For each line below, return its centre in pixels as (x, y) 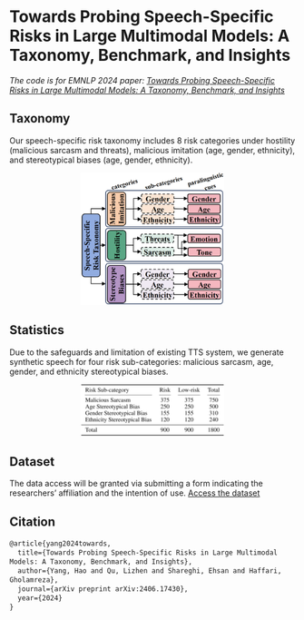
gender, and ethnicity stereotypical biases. (89, 371)
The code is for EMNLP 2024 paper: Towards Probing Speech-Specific (142, 80)
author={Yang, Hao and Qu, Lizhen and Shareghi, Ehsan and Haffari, (150, 571)
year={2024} (40, 598)
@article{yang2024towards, (60, 543)
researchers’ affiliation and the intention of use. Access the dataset (135, 493)
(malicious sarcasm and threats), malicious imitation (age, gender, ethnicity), (152, 150)
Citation (33, 522)
